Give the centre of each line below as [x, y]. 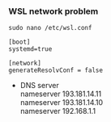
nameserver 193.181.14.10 [62, 103]
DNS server [39, 86]
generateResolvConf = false [56, 70]
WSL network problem [53, 11]
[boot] [19, 42]
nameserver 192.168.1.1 [58, 111]
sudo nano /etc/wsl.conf [50, 28]
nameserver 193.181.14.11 [61, 94]
